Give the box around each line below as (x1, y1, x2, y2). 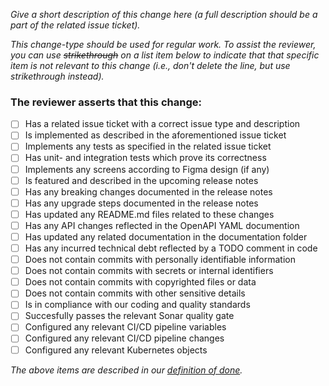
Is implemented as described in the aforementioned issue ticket (24, 129, 287, 141)
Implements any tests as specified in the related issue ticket (24, 140, 272, 153)
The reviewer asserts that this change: (10, 95, 202, 109)
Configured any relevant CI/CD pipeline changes (24, 332, 225, 344)
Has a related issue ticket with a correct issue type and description (24, 118, 301, 130)
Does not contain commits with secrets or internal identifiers (24, 265, 274, 277)
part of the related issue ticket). (10, 19, 141, 31)
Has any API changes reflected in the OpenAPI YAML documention (24, 219, 300, 231)
